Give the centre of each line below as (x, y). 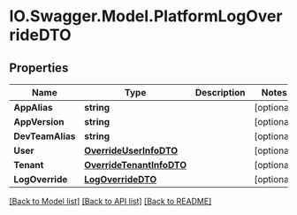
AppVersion (39, 122)
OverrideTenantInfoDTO (135, 165)
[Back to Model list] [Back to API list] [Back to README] (110, 201)
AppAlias (33, 107)
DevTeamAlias (45, 136)
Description (220, 92)
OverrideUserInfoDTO (131, 150)
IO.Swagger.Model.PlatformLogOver (146, 16)
